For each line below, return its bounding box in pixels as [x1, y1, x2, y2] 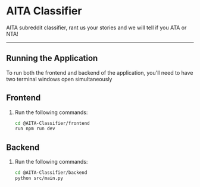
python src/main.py [14, 175, 64, 181]
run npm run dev [14, 125, 55, 132]
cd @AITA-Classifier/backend [14, 170, 87, 176]
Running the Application [6, 53, 98, 63]
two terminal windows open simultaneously [6, 75, 112, 82]
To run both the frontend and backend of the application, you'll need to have [6, 69, 193, 76]
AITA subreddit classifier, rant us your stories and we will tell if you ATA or [6, 24, 187, 31]
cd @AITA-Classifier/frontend [14, 120, 90, 126]
